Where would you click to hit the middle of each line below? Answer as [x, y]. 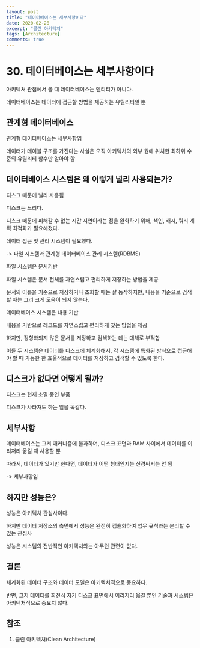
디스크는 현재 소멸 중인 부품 [38, 394]
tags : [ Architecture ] [33, 34]
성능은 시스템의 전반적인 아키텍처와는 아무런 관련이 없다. [72, 546]
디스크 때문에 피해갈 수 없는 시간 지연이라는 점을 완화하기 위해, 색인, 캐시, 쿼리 [97, 221]
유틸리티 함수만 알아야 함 [46, 158]
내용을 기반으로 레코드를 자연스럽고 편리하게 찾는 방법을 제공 [77, 325]
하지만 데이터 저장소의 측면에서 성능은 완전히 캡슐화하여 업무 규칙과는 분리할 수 [98, 526]
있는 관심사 [19, 533]
